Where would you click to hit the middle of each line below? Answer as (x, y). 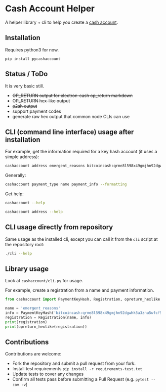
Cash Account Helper (50, 9)
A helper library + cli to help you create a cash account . (62, 22)
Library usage (27, 269)
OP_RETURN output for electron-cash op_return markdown (72, 95)
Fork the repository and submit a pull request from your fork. (74, 363)
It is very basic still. (25, 86)
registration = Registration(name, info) (48, 317)
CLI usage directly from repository (59, 227)
